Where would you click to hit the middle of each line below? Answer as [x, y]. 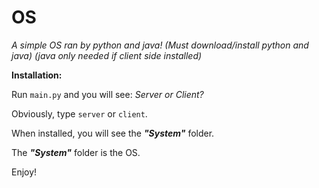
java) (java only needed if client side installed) [107, 55]
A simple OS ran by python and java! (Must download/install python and [160, 45]
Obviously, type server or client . [79, 113]
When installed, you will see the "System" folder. [113, 133]
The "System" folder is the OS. [76, 152]
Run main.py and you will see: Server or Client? [107, 94]
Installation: [37, 75]
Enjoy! [24, 172]
